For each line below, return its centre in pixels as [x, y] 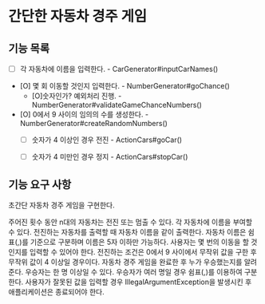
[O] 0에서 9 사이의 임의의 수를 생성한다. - [84, 114]
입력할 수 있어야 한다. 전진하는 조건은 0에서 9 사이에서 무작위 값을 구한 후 [143, 252]
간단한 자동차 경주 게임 [78, 16]
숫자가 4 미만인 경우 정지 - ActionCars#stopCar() [110, 157]
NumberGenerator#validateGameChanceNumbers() [117, 105]
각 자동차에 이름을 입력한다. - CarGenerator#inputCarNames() [119, 69]
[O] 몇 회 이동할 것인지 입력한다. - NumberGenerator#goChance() [125, 86]
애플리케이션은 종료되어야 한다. [57, 292]
